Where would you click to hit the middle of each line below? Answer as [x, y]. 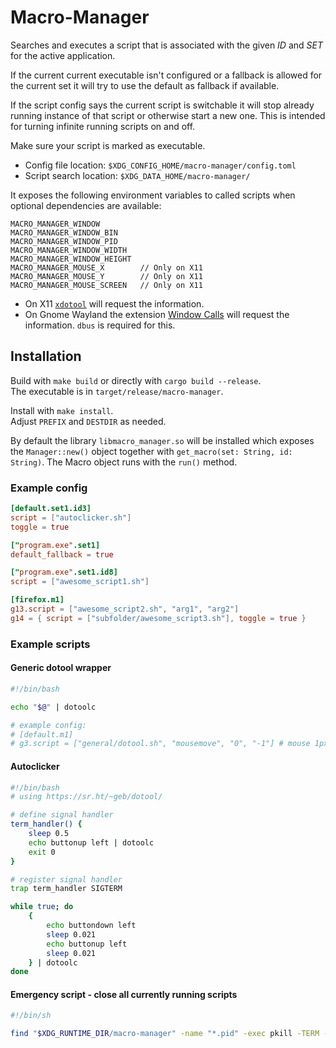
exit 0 [42, 852]
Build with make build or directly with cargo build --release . [136, 380]
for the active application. [63, 55]
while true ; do [42, 907]
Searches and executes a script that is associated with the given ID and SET [167, 45]
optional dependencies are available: [86, 205]
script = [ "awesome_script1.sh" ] [80, 582]
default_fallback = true [62, 554]
